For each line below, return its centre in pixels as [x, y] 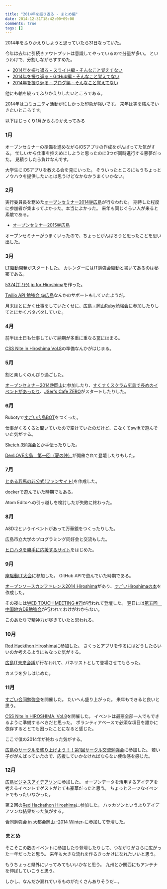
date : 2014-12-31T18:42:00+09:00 [40, 19]
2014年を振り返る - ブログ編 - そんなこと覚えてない [65, 83]
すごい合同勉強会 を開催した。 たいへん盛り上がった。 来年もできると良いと [83, 699]
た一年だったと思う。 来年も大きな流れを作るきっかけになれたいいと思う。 [82, 854]
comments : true [21, 23]
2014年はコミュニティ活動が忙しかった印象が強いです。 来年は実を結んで [80, 104]
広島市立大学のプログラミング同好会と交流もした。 [57, 539]
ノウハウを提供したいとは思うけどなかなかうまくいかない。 [66, 176]
